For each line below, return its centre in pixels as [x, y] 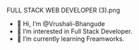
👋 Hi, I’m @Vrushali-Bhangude [61, 24]
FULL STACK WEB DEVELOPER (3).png [64, 10]
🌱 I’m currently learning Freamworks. [71, 39]
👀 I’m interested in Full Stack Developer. [74, 31]
